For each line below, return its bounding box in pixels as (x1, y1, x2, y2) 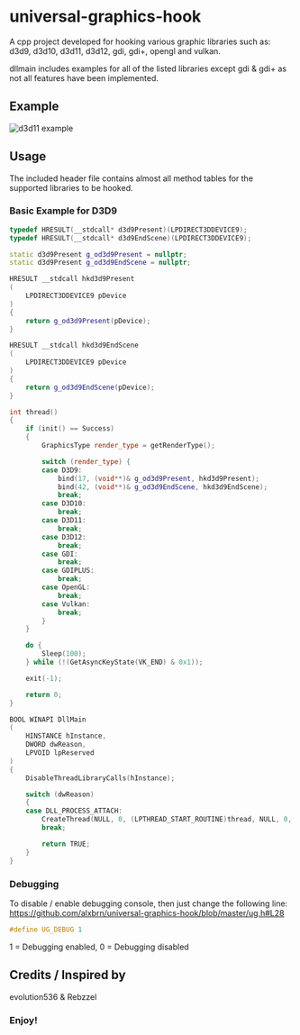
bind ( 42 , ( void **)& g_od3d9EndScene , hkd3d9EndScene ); (57, 482, 268, 492)
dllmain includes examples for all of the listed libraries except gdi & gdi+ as (9, 63, 286, 74)
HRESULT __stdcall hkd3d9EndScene (9, 340, 140, 350)
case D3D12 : (41, 532, 87, 541)
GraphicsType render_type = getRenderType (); (41, 441, 216, 450)
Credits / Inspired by (9, 967, 126, 983)
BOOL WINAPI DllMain (9, 714, 87, 724)
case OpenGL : (41, 583, 91, 592)
